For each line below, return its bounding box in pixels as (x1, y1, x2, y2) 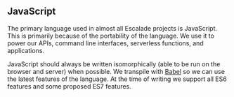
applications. (7, 46, 44, 54)
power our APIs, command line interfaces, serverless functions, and (7, 38, 204, 47)
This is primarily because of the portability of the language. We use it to (7, 31, 214, 40)
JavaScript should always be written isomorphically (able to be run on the (7, 59, 221, 68)
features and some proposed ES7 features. (7, 82, 131, 90)
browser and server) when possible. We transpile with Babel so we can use (7, 67, 225, 75)
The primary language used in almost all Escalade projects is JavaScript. (7, 24, 218, 32)
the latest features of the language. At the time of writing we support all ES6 (7, 75, 227, 83)
